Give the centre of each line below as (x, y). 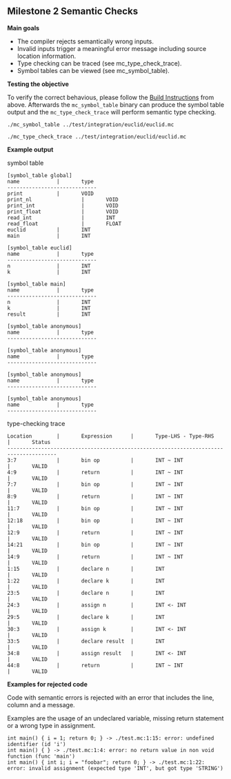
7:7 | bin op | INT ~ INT (96, 484)
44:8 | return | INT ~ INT (96, 665)
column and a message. (41, 705)
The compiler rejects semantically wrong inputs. (85, 41)
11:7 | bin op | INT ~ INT (96, 508)
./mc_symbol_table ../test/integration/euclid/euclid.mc (91, 124)
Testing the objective (38, 84)
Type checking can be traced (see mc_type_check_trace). (99, 63)
